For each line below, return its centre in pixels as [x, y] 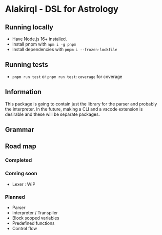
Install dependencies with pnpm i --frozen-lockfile [65, 49]
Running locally [29, 27]
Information [23, 92]
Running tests [27, 65]
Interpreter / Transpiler [35, 212]
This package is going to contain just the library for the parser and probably [81, 104]
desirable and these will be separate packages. [52, 114]
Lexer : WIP [24, 184]
